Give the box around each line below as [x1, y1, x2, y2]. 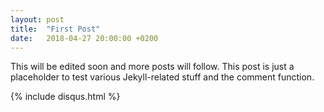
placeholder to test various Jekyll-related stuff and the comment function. [10, 71, 315, 83]
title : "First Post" [10, 24, 101, 34]
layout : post [10, 14, 65, 25]
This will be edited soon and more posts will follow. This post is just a [10, 61, 295, 73]
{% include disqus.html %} [10, 91, 121, 103]
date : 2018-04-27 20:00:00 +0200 [10, 33, 159, 43]
